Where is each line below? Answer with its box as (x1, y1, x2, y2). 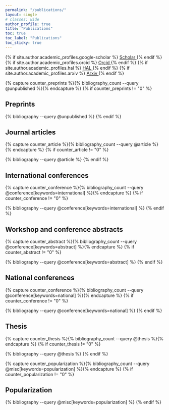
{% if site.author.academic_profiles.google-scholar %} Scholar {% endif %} (5, 54, 162, 60)
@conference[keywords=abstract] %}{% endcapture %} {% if (5, 244, 135, 250)
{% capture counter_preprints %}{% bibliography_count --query (5, 80, 139, 86)
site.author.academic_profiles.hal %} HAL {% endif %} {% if (5, 65, 130, 71)
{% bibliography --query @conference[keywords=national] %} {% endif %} (5, 307, 162, 314)
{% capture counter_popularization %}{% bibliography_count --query (5, 361, 150, 367)
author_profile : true (5, 21, 51, 27)
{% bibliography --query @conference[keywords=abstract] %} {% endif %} (5, 259, 163, 265)
